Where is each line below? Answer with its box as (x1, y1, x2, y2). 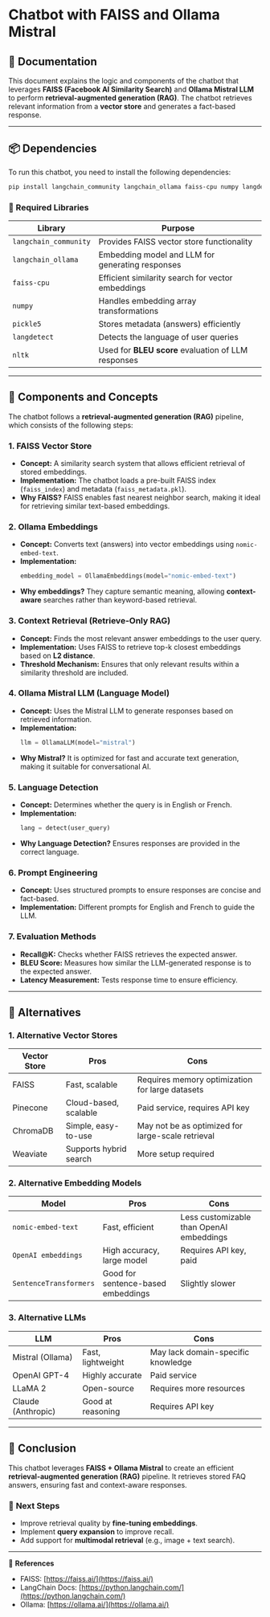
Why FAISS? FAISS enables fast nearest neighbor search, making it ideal (19, 492, 261, 503)
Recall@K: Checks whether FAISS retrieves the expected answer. (19, 949, 238, 959)
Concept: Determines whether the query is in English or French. (19, 800, 232, 810)
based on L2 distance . (19, 651, 96, 660)
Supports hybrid (65, 1143, 127, 1154)
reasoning (82, 1406, 121, 1417)
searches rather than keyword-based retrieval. (43, 595, 198, 605)
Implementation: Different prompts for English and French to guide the (19, 902, 256, 913)
